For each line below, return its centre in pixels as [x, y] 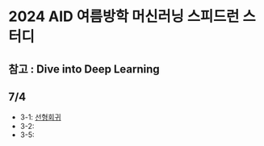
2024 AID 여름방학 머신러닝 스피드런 [124, 17]
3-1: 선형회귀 [41, 117]
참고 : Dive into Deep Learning [84, 69]
